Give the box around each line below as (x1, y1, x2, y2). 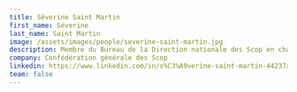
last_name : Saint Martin (9, 29, 101, 38)
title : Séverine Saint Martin (9, 12, 121, 22)
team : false (9, 70, 53, 79)
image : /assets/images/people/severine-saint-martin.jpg (9, 37, 224, 46)
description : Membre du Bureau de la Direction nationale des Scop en (9, 46, 275, 54)
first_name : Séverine (9, 21, 89, 30)
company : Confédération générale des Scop (9, 53, 168, 62)
